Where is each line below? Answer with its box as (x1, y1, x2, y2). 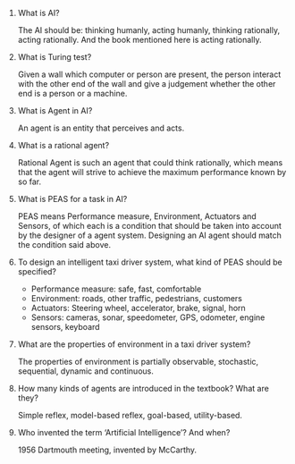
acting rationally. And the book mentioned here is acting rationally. (17, 35, 262, 45)
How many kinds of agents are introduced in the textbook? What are (17, 384, 270, 393)
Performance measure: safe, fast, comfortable (30, 283, 202, 294)
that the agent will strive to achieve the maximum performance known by (17, 167, 287, 177)
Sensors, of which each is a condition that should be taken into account (17, 221, 282, 231)
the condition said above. (17, 240, 112, 249)
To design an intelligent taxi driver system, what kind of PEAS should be (17, 257, 283, 267)
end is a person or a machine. (17, 89, 128, 98)
